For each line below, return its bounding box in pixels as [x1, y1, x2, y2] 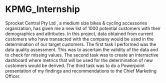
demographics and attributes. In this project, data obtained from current [5, 30, 153, 36]
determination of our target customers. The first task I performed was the [5, 41, 156, 47]
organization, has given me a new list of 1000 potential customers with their [5, 25, 161, 31]
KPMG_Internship [5, 3, 80, 15]
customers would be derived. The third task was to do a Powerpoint [5, 62, 145, 68]
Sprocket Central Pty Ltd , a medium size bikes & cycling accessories [5, 20, 147, 26]
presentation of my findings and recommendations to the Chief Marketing [5, 67, 156, 73]
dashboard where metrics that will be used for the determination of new [5, 57, 153, 63]
